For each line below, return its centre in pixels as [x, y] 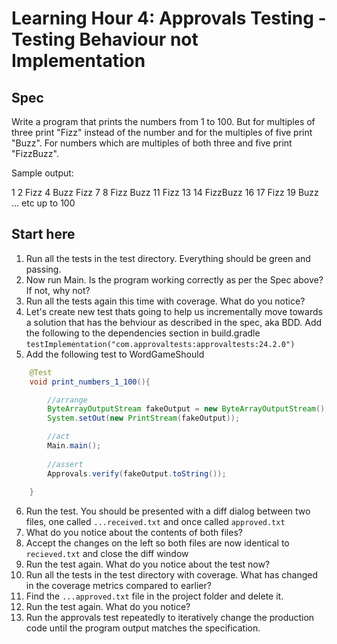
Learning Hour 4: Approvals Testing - [169, 18]
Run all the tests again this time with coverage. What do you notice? [165, 301]
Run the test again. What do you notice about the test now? [148, 564]
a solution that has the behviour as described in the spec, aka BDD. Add [174, 322]
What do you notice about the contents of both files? [134, 533]
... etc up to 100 [43, 203]
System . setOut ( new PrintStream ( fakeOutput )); [144, 418]
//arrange [67, 400]
